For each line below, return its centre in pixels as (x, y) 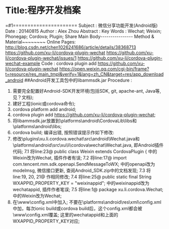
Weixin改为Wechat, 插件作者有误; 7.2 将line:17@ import (70, 158)
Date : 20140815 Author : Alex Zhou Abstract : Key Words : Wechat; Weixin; (83, 31)
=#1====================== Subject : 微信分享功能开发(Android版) (81, 25)
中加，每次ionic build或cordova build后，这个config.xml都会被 (77, 208)
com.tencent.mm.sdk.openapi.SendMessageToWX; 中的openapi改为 (84, 164)
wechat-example (23, 63)
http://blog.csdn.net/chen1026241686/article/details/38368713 (71, 47)
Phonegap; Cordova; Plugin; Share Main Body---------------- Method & (80, 36)
